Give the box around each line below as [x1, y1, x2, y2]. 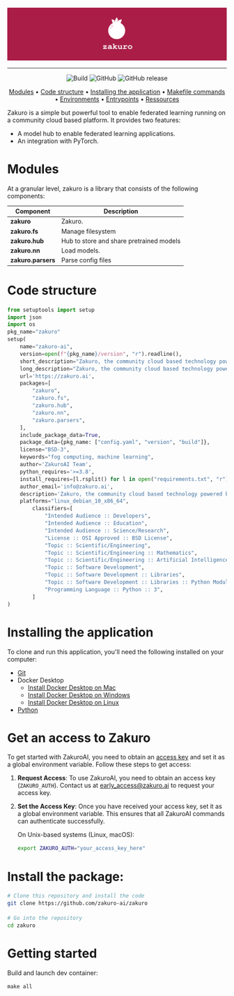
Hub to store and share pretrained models [61, 237, 181, 245]
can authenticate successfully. [17, 817, 106, 826]
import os [7, 321, 36, 328]
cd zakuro [7, 922, 36, 929]
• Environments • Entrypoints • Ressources [54, 95, 180, 103]
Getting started [7, 945, 97, 961]
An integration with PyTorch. [17, 137, 99, 145]
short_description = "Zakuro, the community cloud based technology [19, 357, 217, 365]
